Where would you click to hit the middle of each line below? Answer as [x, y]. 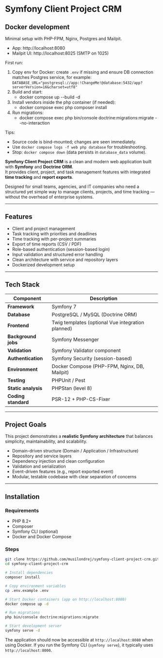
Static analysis [25, 388]
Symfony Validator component [86, 350]
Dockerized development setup [43, 264]
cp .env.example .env [27, 590]
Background [22, 336]
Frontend [18, 325]
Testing [16, 380]
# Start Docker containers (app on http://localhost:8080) [66, 599]
